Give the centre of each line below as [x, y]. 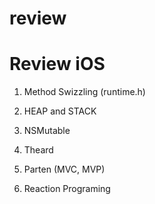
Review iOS [57, 64]
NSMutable [47, 131]
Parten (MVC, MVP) [64, 169]
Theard [38, 150]
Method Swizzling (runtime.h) [84, 92]
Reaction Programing [67, 189]
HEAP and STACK [60, 111]
